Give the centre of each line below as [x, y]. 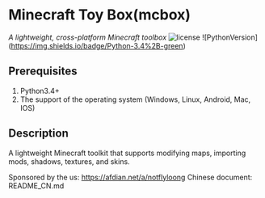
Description [38, 134]
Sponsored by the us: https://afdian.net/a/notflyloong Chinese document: [130, 177]
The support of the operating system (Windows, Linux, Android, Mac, [135, 99]
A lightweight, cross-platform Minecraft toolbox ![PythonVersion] [133, 37]
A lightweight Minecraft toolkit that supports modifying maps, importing [127, 153]
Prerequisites [43, 72]
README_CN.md [36, 185]
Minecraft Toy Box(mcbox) [100, 15]
